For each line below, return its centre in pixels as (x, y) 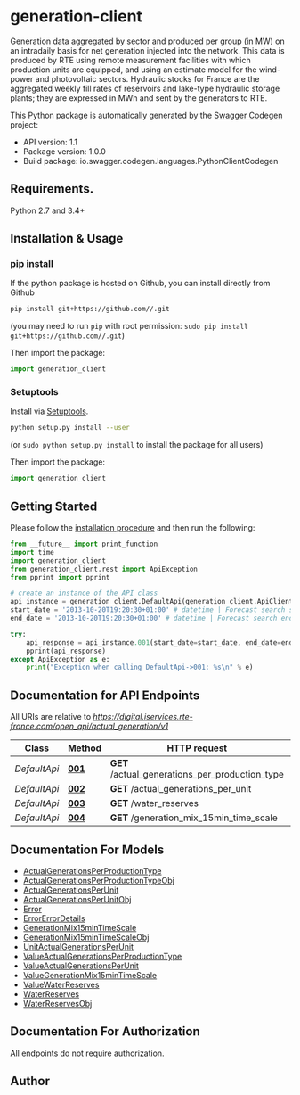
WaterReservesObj (57, 1003)
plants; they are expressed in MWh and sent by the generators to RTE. (139, 98)
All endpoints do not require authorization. (87, 1053)
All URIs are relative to (51, 717)
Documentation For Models (87, 849)
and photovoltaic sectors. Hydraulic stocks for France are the (147, 78)
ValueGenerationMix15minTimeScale (90, 975)
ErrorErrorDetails (54, 918)
